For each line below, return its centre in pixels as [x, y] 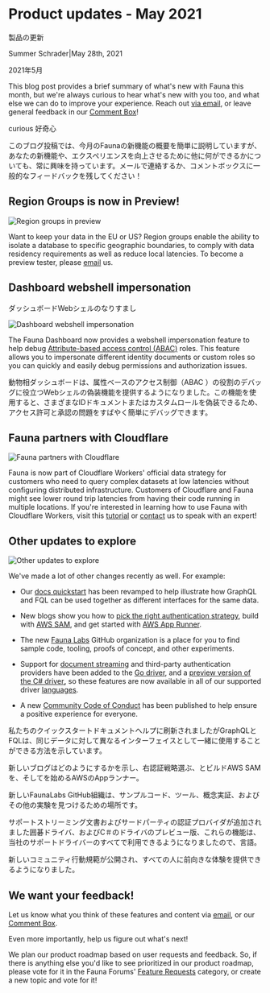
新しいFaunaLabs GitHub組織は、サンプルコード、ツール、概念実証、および [134, 795]
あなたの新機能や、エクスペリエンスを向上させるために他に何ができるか [128, 155]
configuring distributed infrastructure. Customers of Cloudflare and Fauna [131, 490]
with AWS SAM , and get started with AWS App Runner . [111, 624]
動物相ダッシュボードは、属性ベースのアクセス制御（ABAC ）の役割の [125, 382]
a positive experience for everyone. [79, 714]
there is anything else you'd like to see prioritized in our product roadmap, [131, 963]
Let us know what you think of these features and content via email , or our [132, 914]
